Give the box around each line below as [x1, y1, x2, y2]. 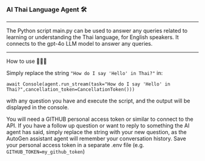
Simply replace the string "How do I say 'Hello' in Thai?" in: [6, 70, 163, 77]
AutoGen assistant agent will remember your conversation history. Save [6, 135, 186, 142]
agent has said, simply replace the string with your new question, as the [6, 129, 187, 136]
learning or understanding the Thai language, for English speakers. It [6, 34, 179, 41]
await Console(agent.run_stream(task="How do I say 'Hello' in [6, 81, 171, 87]
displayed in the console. [6, 104, 69, 111]
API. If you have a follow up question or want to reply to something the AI [6, 122, 190, 129]
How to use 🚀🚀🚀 [6, 57, 48, 65]
